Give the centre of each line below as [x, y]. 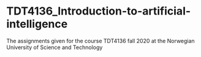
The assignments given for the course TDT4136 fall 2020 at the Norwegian [100, 41]
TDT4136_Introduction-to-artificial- [99, 11]
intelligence [37, 24]
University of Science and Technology [55, 47]
